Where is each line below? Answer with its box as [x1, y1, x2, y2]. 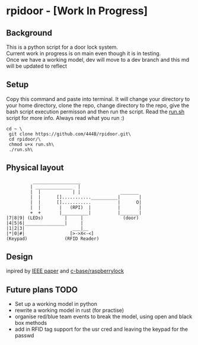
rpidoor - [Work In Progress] [6, 4, 148, 18]
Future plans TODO [6, 284, 78, 295]
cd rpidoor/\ [8, 136, 41, 142]
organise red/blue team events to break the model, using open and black [14, 313, 193, 320]
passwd [14, 332, 34, 339]
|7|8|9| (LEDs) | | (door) [6, 215, 139, 221]
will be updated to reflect [6, 62, 67, 69]
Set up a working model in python [14, 300, 98, 308]
